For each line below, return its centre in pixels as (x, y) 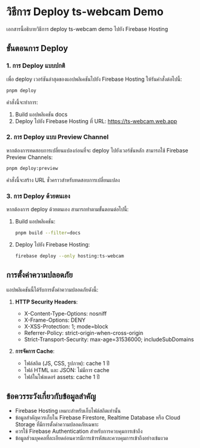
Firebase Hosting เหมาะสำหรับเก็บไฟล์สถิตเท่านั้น (68, 411)
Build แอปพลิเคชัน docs (41, 114)
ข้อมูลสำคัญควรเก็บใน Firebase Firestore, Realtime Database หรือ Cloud (98, 418)
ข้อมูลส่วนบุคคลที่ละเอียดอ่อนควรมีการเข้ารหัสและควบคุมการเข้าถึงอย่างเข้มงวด (92, 438)
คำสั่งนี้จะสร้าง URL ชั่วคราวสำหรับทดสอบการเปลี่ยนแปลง (63, 180)
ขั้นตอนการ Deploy (37, 48)
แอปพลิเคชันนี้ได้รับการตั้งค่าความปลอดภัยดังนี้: (52, 290)
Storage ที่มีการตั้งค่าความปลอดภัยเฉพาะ (57, 424)
